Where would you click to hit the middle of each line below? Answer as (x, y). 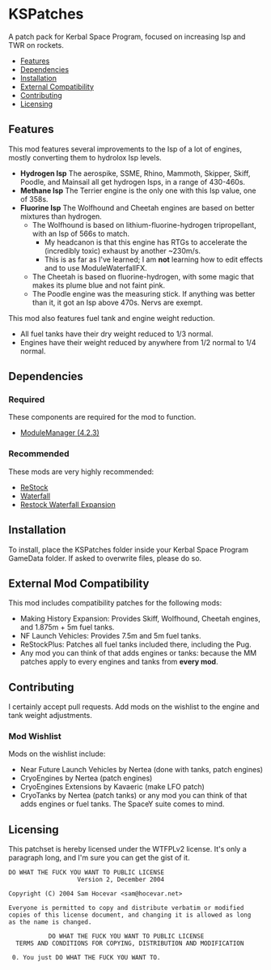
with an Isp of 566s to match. (81, 233)
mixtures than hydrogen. (61, 216)
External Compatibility (57, 87)
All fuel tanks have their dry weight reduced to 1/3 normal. (116, 334)
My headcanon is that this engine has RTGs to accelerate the (146, 242)
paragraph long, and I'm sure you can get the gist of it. (99, 858)
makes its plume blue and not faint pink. (99, 285)
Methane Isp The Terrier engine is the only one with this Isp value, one (138, 190)
